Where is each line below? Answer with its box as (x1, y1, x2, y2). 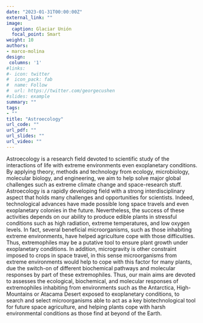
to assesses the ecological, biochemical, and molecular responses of (6, 277, 179, 285)
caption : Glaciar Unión (12, 25, 72, 32)
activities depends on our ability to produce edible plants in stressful (6, 213, 178, 220)
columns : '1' (8, 59, 42, 65)
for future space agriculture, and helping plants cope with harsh (6, 303, 165, 310)
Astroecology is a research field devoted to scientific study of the (6, 155, 170, 162)
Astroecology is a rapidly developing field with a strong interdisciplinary (6, 187, 185, 195)
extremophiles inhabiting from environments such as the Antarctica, (6, 284, 176, 291)
